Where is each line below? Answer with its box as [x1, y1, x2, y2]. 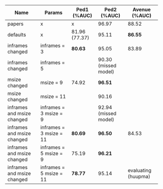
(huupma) [128, 173, 150, 180]
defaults [7, 31, 26, 38]
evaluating [128, 167, 152, 173]
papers [7, 20, 24, 27]
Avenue [132, 6, 151, 13]
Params [44, 9, 63, 16]
